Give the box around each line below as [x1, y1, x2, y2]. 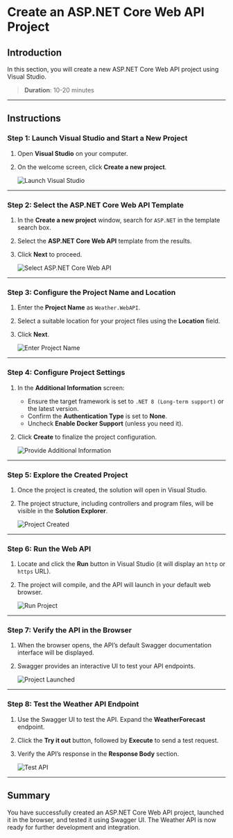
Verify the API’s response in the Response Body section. [17, 749, 180, 758]
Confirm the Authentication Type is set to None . [27, 412, 168, 420]
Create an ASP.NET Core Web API [7, 4, 205, 20]
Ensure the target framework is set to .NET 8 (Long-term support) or [27, 397, 224, 405]
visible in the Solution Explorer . [17, 506, 108, 515]
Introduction [7, 47, 62, 58]
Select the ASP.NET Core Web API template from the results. [17, 236, 192, 245]
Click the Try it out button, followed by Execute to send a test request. [17, 736, 219, 744]
